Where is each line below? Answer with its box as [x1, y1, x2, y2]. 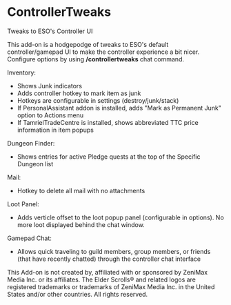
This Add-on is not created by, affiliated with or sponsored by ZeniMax [7, 268, 208, 276]
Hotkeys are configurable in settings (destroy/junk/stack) [17, 96, 179, 104]
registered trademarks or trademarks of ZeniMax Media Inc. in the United [7, 282, 215, 291]
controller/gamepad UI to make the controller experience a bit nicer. [7, 48, 200, 56]
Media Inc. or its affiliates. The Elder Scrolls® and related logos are [7, 275, 197, 284]
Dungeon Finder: [7, 139, 55, 147]
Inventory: [7, 68, 37, 77]
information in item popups [17, 126, 94, 134]
